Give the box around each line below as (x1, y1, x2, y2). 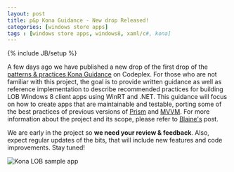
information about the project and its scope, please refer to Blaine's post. (7, 115, 219, 124)
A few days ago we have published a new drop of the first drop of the (7, 62, 209, 71)
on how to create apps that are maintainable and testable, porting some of (7, 100, 222, 109)
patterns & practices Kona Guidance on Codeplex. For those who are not (7, 70, 217, 79)
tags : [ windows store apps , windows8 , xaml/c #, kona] (7, 29, 171, 37)
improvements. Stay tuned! (7, 143, 86, 152)
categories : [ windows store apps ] (7, 23, 109, 30)
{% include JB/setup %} (7, 49, 77, 58)
